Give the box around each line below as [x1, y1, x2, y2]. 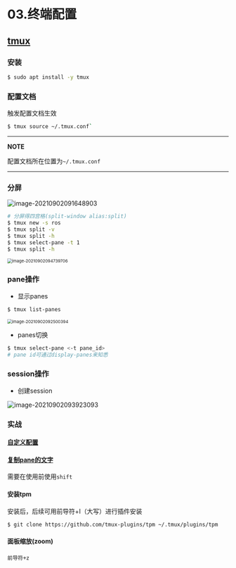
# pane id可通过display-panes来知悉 [7, 351, 108, 358]
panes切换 [17, 330, 48, 339]
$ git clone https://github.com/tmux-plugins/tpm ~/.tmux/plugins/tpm [7, 521, 218, 528]
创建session [17, 386, 53, 395]
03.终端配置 [7, 6, 77, 23]
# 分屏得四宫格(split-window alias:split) [7, 213, 127, 220]
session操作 [7, 369, 49, 379]
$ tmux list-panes [7, 305, 61, 313]
